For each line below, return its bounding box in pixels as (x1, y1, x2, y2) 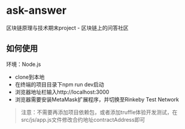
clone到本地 (14, 73, 45, 80)
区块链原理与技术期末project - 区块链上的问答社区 (6, 24, 129, 31)
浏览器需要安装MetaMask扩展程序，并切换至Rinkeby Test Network (14, 95, 180, 103)
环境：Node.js (6, 61, 41, 68)
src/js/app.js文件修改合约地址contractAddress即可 (20, 116, 145, 123)
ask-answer (6, 4, 67, 17)
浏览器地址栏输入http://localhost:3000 (14, 88, 110, 95)
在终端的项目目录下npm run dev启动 (14, 80, 104, 88)
